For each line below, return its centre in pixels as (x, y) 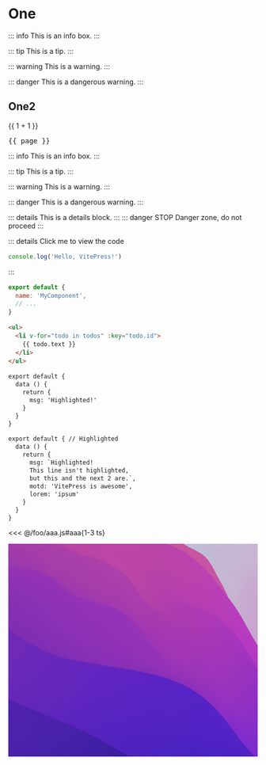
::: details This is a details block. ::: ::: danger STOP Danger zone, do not (125, 217)
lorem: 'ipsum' (54, 494)
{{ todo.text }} (49, 344)
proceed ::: (26, 226)
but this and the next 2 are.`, (82, 478)
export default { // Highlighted (63, 439)
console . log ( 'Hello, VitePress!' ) (65, 257)
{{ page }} (29, 141)
